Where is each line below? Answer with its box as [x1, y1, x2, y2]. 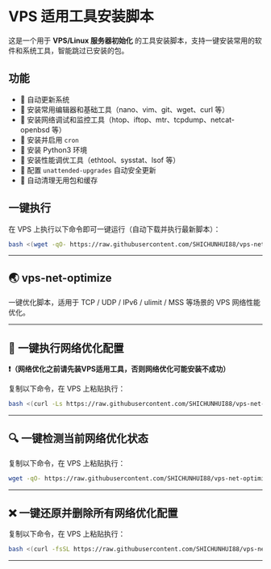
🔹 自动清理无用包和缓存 [19, 175, 98, 185]
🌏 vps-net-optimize [8, 271, 112, 285]
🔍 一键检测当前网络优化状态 [8, 432, 149, 446]
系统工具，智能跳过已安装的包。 [22, 45, 129, 55]
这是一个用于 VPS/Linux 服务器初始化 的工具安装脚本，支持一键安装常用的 [8, 36, 256, 45]
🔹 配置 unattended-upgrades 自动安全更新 [19, 165, 156, 174]
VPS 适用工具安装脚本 [8, 7, 155, 26]
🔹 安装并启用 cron [19, 135, 79, 144]
